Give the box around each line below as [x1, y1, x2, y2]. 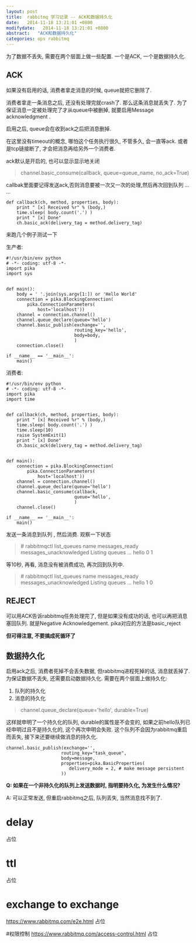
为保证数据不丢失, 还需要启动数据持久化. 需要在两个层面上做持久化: [6, 675, 167, 682]
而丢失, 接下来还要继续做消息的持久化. [6, 733, 98, 741]
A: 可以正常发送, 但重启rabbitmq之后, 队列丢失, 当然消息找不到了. [6, 794, 163, 801]
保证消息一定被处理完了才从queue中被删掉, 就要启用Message [6, 106, 154, 113]
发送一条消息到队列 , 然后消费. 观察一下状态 [6, 530, 111, 538]
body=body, [74, 332, 101, 338]
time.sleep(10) [16, 427, 54, 433]
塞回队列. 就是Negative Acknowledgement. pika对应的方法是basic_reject [6, 620, 181, 627]
